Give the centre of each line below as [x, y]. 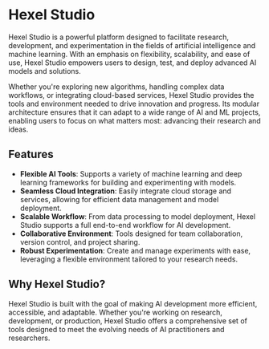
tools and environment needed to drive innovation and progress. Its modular [134, 103]
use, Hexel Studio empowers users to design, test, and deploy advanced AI [132, 63]
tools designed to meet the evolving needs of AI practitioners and [116, 329]
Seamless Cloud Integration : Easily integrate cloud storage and [125, 191]
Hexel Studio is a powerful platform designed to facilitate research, [118, 37]
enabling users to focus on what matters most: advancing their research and [134, 120]
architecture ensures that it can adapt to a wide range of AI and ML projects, [134, 112]
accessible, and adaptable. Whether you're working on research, [116, 312]
